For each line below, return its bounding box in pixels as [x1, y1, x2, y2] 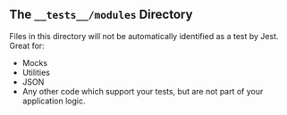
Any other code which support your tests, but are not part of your [21, 86, 264, 96]
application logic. [21, 95, 86, 106]
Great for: [9, 40, 45, 51]
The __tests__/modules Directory [9, 7, 193, 22]
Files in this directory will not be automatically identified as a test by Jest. [9, 30, 279, 41]
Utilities [21, 67, 51, 78]
